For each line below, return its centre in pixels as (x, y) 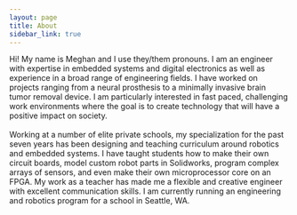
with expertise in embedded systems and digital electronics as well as (137, 68)
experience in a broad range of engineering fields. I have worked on (133, 78)
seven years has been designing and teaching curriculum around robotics (144, 144)
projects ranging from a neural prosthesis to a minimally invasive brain (138, 88)
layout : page (33, 17)
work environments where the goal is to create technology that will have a (144, 107)
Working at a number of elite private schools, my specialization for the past (147, 135)
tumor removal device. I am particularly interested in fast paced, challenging (148, 97)
